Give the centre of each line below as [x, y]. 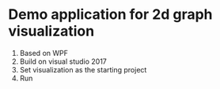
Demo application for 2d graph [110, 15]
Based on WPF [44, 53]
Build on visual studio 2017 [63, 61]
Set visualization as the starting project [83, 69]
